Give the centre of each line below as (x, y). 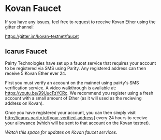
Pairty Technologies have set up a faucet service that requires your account (80, 63)
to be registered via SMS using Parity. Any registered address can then (76, 68)
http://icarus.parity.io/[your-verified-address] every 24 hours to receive (76, 118)
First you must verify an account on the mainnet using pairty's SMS (72, 83)
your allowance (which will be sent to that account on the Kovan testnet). (78, 123)
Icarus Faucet (26, 51)
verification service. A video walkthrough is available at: (61, 88)
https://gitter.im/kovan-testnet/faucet (42, 36)
